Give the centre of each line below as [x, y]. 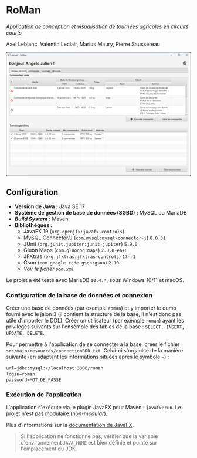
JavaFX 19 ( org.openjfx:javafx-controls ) [74, 231]
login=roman [21, 374]
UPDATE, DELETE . [26, 333]
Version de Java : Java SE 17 [50, 206]
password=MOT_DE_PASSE [34, 380]
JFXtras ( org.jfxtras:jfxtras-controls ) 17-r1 [79, 256]
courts [14, 32]
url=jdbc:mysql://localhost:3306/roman [55, 368]
